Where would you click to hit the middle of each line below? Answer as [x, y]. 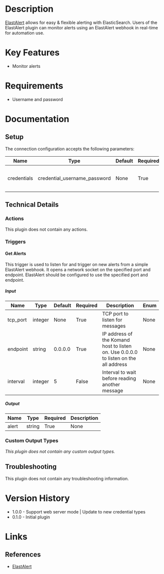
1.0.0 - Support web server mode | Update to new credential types [79, 512]
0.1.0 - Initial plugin [31, 517]
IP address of [117, 334]
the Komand [116, 340]
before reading [119, 378]
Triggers [15, 242]
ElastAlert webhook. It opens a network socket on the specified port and [78, 269]
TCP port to [115, 313]
